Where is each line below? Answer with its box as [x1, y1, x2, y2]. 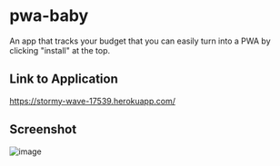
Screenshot [9, 122, 77, 137]
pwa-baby [9, 5, 89, 26]
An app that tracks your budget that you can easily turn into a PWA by [9, 35, 271, 46]
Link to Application [9, 72, 118, 87]
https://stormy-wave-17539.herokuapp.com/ [9, 95, 175, 106]
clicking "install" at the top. [9, 44, 111, 55]
